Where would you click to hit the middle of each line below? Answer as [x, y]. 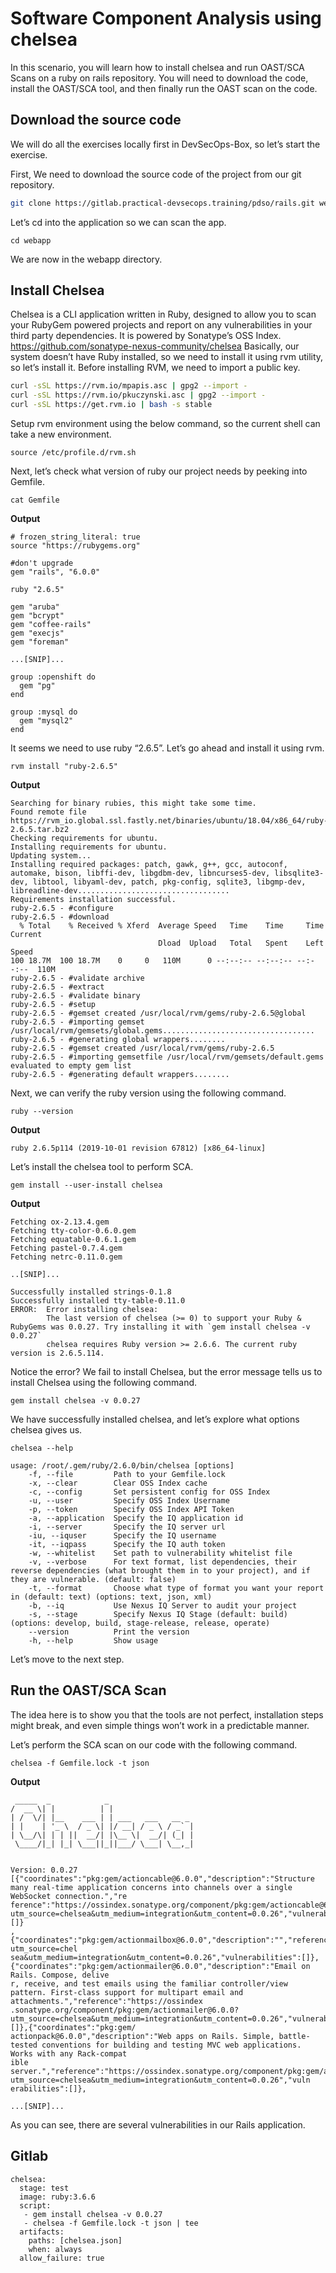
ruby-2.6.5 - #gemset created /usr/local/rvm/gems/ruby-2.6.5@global [158, 1013]
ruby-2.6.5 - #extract [57, 987]
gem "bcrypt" [37, 616]
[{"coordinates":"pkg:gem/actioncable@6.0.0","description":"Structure [162, 1878]
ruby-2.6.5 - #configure [62, 908]
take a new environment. [61, 434]
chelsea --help [42, 1448]
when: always [55, 2249]
